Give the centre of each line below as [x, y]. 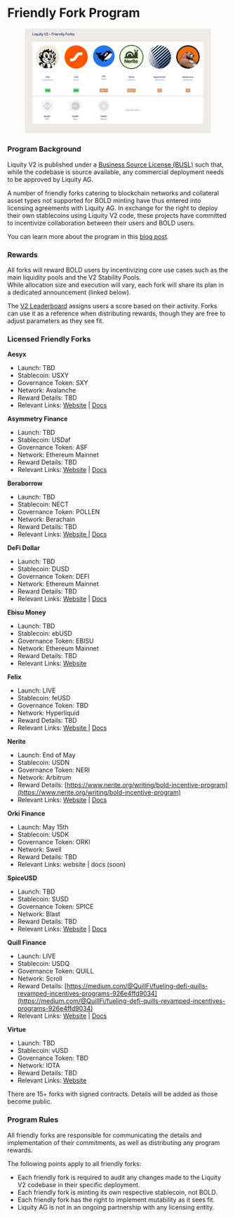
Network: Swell [39, 850]
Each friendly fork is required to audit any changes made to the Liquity [119, 1177]
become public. [30, 1101]
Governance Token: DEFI [53, 577]
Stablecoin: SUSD [43, 899]
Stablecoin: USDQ [43, 964]
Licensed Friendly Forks [49, 339]
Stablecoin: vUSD [43, 1051]
